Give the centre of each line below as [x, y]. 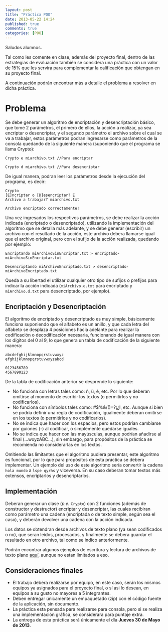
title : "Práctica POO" [29, 15]
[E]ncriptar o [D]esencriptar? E [40, 195]
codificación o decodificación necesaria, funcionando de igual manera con [82, 335]
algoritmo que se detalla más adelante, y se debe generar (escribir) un [78, 228]
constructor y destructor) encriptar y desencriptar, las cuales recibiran [78, 509]
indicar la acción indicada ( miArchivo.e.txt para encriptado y [69, 285]
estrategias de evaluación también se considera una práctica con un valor [81, 62]
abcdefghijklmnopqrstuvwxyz [35, 355]
